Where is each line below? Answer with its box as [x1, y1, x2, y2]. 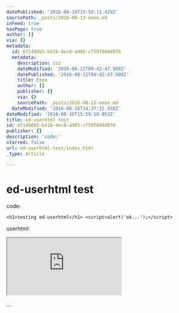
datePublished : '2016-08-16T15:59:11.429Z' [6, 9, 119, 15]
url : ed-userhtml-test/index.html [6, 145, 94, 151]
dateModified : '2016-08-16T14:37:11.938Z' [12, 105, 121, 112]
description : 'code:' [6, 134, 61, 140]
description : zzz [17, 60, 61, 66]
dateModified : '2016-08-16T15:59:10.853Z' [6, 111, 116, 117]
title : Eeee [17, 77, 47, 83]
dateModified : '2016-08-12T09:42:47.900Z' [17, 65, 127, 72]
